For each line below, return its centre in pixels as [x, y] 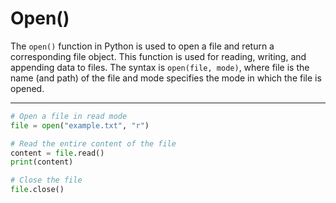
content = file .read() [57, 153]
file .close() [37, 190]
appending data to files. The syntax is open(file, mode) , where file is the [160, 67]
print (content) [42, 162]
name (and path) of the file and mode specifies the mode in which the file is [166, 78]
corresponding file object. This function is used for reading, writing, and [158, 56]
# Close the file [46, 180]
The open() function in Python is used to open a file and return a [142, 46]
